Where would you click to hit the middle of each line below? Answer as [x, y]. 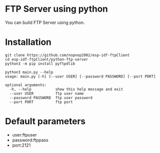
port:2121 [21, 145]
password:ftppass [30, 140]
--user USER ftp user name [47, 94]
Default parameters [45, 122]
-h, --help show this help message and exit [66, 89]
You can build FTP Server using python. [45, 22]
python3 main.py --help [29, 72]
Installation [28, 42]
